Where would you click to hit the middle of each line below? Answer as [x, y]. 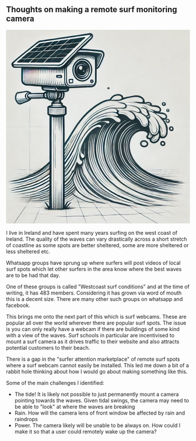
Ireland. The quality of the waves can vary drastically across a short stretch [97, 239]
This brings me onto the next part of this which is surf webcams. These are [96, 317]
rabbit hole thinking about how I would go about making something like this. [97, 372]
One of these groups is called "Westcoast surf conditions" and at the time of [98, 287]
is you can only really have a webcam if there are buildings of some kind [93, 329]
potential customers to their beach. [48, 348]
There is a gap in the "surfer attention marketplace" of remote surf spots [93, 359]
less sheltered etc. [28, 252]
